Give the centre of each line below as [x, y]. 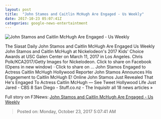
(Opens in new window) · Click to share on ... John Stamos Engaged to [75, 67]
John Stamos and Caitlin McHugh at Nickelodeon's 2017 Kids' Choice [74, 51]
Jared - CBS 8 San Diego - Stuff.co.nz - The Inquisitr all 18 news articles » [79, 87]
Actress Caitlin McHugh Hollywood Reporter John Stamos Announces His [79, 72]
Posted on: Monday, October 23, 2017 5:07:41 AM [66, 112]
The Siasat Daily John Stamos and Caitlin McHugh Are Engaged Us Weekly [80, 46]
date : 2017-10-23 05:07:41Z [33, 18]
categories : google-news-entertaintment [47, 23]
